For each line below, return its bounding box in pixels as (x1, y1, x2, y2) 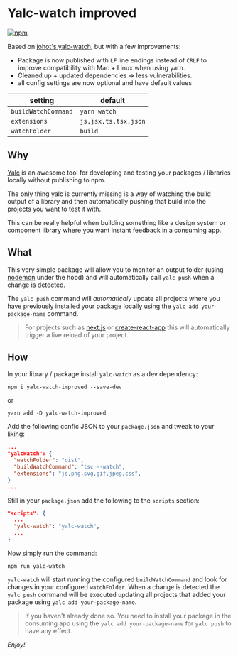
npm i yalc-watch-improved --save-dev (7, 383, 122, 391)
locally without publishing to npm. (7, 175, 107, 184)
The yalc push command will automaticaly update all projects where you (7, 294, 220, 302)
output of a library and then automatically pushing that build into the (7, 197, 206, 205)
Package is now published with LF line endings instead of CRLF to (17, 55, 207, 65)
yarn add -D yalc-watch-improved (7, 410, 107, 417)
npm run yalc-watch (7, 562, 65, 569)
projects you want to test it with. (7, 204, 102, 213)
